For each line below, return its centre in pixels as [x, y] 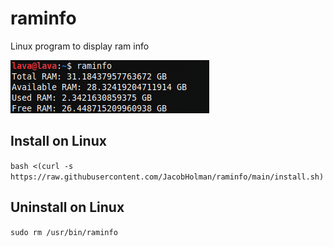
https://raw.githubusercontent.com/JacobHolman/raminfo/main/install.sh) [167, 177]
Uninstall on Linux [67, 207]
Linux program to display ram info [80, 46]
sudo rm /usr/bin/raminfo [64, 232]
